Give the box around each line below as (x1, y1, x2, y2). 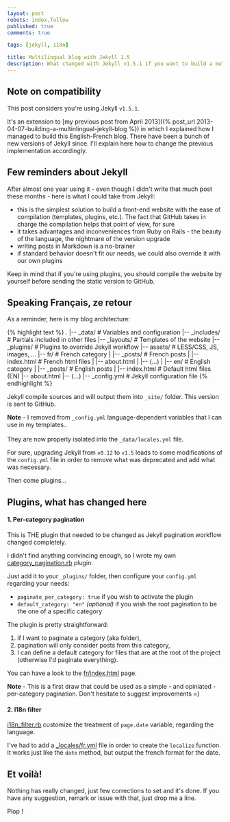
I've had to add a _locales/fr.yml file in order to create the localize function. (7, 741, 221, 749)
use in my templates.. (7, 420, 67, 429)
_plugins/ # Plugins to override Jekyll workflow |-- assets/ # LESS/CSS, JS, (7, 343, 219, 351)
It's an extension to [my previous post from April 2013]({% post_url (7, 117, 195, 126)
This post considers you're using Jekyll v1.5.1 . (7, 104, 140, 112)
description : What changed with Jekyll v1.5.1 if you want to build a (7, 60, 213, 67)
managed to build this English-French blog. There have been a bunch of (7, 132, 210, 140)
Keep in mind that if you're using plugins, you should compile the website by (7, 269, 222, 278)
